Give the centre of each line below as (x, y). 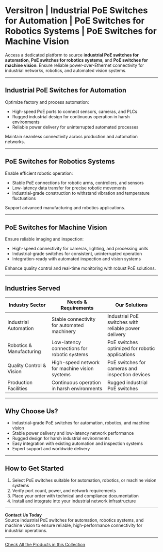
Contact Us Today (24, 515)
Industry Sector (27, 305)
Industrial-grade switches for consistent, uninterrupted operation (77, 254)
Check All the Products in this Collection (45, 544)
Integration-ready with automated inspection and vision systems (76, 259)
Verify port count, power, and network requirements (64, 490)
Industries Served (33, 288)
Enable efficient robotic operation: (39, 173)
